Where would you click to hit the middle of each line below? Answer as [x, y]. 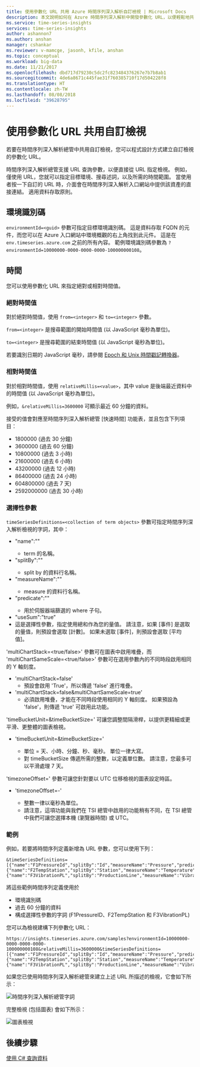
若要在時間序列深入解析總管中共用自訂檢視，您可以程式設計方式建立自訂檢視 [100, 149]
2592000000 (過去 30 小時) [49, 491]
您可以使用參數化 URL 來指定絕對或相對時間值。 [65, 286]
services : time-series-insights [46, 28]
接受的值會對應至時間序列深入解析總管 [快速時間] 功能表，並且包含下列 [93, 419]
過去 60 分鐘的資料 [38, 907]
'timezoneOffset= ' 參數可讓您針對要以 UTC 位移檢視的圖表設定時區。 [91, 779]
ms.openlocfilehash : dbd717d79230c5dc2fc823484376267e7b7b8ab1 [86, 73]
